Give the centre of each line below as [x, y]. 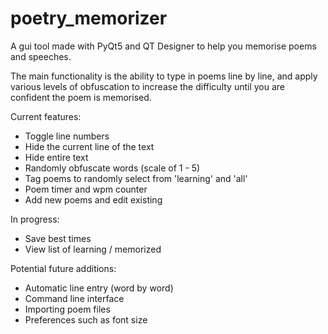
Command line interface [74, 298]
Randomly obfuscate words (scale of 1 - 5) [112, 168]
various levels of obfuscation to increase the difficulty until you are [148, 86]
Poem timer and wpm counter [86, 189]
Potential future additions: [63, 268]
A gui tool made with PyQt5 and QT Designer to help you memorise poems [163, 46]
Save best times [58, 238]
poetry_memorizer [89, 18]
